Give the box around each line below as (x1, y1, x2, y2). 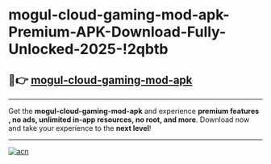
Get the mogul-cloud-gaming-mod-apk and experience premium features (8, 107, 260, 116)
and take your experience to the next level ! (8, 124, 152, 132)
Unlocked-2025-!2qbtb (8, 40, 169, 58)
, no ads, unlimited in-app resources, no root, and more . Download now (8, 115, 250, 124)
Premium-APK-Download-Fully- (8, 23, 227, 41)
